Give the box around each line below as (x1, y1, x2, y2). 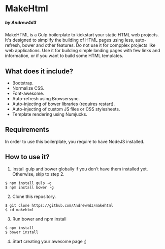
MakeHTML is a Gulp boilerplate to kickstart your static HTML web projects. (5, 32, 159, 38)
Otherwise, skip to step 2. (12, 171, 65, 177)
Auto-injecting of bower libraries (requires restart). (12, 101, 115, 107)
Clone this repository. (12, 194, 56, 199)
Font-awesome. (12, 90, 44, 96)
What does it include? (5, 67, 73, 75)
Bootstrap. (12, 80, 33, 86)
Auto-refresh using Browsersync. (12, 95, 80, 101)
